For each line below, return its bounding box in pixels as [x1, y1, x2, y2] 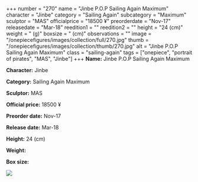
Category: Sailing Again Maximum [6, 78, 90, 85]
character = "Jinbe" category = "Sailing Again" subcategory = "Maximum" [6, 11, 187, 18]
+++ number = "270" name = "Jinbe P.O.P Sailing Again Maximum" [6, 5, 169, 12]
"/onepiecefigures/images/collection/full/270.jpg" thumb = [6, 37, 149, 43]
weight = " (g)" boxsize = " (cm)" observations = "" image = [6, 30, 152, 37]
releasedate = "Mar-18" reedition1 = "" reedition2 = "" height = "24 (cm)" [6, 24, 183, 31]
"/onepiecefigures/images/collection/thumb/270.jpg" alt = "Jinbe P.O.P [6, 43, 178, 50]
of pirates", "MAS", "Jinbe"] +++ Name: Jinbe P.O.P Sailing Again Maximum [6, 56, 190, 62]
